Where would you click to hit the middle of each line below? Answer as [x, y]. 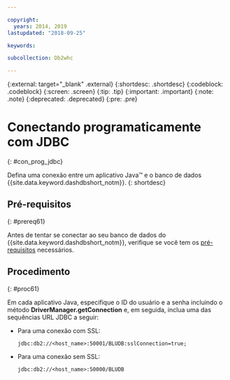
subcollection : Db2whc [40, 58]
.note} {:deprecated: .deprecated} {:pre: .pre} [72, 99]
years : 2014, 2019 [41, 26]
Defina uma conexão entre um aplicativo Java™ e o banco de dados [105, 175]
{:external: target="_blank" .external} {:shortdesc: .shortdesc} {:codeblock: [115, 84]
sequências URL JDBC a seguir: [53, 317]
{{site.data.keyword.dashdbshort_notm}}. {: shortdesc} [87, 183]
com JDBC [38, 142]
